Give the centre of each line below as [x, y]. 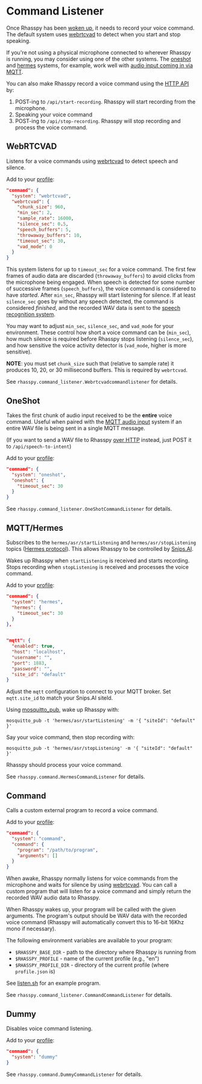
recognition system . [31, 314]
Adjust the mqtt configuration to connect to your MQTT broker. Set [89, 692]
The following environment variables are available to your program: [90, 941]
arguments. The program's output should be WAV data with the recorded [97, 916]
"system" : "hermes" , [37, 602]
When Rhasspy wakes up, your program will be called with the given [91, 910]
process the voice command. [51, 127]
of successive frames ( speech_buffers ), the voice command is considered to [101, 289]
